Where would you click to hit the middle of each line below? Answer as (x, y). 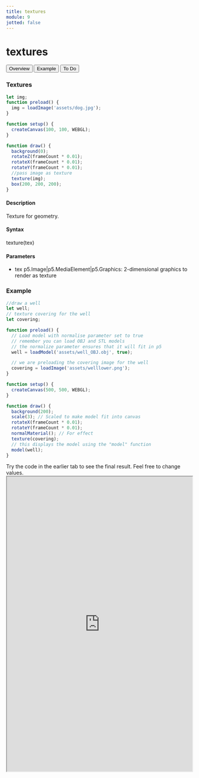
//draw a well (24, 303)
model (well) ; (27, 450)
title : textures (26, 12)
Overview (19, 69)
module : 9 (18, 17)
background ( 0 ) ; (30, 151)
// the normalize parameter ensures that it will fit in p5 (87, 347)
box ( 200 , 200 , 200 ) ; (37, 184)
